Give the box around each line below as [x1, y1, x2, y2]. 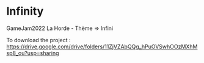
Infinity [6, 4, 44, 18]
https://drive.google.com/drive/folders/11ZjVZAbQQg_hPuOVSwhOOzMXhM [6, 43, 198, 50]
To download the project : [6, 36, 71, 43]
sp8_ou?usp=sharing [6, 49, 59, 56]
